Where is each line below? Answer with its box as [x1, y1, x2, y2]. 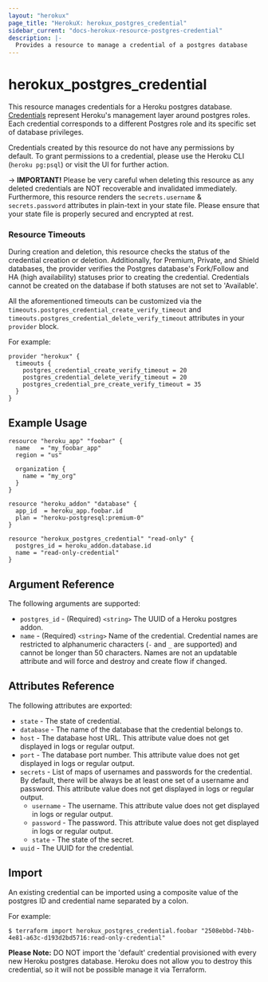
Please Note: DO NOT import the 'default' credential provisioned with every [8, 948, 257, 957]
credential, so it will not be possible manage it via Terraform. [8, 964, 207, 974]
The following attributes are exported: [8, 701, 132, 710]
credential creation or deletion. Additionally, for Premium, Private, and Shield [8, 256, 259, 265]
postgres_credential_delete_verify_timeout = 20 [22, 374, 187, 382]
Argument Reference [8, 577, 115, 591]
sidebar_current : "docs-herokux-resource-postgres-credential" [8, 26, 223, 34]
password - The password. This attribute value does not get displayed [31, 818, 259, 827]
